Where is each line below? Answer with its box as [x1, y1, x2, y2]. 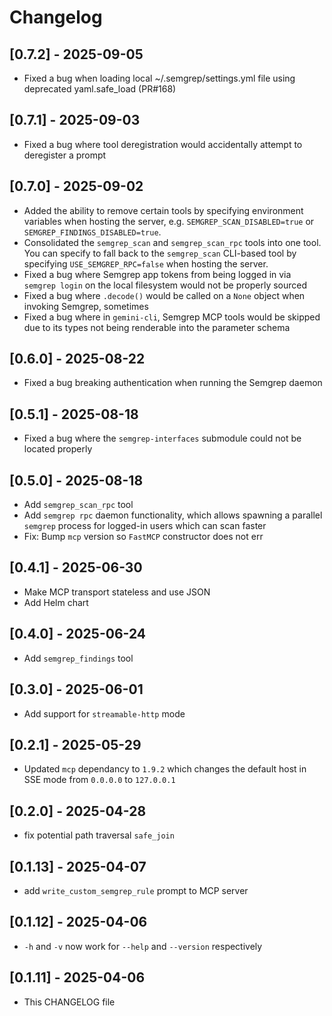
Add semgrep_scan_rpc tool [23, 499, 134, 511]
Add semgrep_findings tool [23, 652, 134, 664]
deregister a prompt [23, 149, 107, 161]
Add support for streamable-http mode [23, 707, 186, 720]
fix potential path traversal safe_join [23, 829, 175, 841]
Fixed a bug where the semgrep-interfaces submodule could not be [23, 432, 302, 445]
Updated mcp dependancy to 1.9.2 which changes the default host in [23, 763, 307, 775]
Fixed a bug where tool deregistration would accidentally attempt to [23, 138, 303, 150]
